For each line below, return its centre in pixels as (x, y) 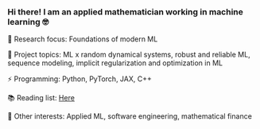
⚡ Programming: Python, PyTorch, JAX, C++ (80, 79)
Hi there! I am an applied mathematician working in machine (126, 12)
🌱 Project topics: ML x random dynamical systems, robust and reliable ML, (129, 55)
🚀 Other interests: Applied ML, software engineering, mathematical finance (130, 116)
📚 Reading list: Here (41, 98)
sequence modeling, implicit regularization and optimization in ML (115, 63)
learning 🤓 (28, 21)
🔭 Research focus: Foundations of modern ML (83, 39)
